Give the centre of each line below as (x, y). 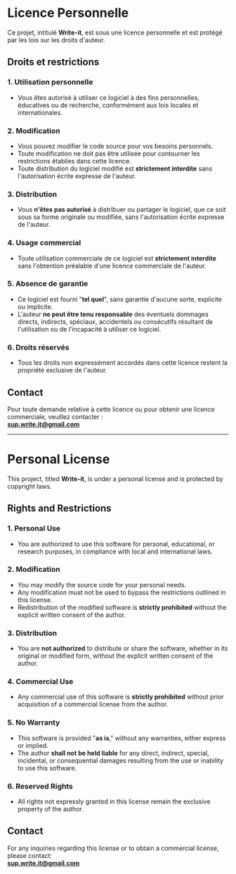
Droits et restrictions (53, 62)
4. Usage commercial (44, 243)
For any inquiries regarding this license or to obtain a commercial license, (113, 848)
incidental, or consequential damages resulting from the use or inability (120, 760)
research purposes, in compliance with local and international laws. (115, 551)
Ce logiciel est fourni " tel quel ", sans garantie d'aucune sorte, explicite (120, 299)
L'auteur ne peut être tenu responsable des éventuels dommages (113, 314)
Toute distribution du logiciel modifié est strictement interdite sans (115, 168)
